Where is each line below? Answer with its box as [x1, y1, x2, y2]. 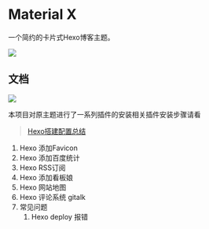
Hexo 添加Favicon [19, 143, 79, 153]
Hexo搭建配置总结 [27, 126, 86, 135]
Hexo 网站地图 [19, 183, 67, 192]
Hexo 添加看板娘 [19, 172, 73, 182]
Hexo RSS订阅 [19, 163, 66, 172]
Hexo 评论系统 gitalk [19, 192, 86, 201]
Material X [8, 6, 77, 24]
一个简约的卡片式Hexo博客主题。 [8, 32, 115, 42]
